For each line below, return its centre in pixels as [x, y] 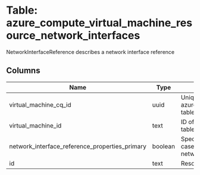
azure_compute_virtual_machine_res [99, 23]
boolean [164, 146]
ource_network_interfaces [73, 36]
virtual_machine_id [35, 125]
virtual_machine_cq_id [40, 104]
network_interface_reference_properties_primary [78, 146]
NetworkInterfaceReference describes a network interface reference [90, 52]
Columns [23, 71]
